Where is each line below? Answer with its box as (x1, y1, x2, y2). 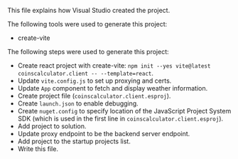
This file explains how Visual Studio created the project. (7, 6, 171, 14)
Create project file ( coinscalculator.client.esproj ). (17, 92, 171, 100)
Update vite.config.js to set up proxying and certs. (17, 76, 172, 85)
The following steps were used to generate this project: (7, 48, 169, 56)
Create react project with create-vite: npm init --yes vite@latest (17, 61, 211, 70)
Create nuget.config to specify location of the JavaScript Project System (17, 107, 232, 115)
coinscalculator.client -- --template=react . (17, 69, 154, 77)
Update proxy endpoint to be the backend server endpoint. (17, 130, 190, 138)
